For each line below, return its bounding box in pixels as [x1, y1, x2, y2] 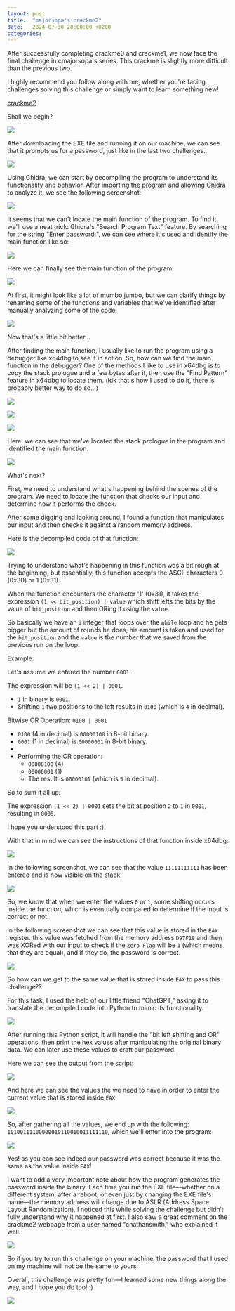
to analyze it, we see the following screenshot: [7, 188, 142, 197]
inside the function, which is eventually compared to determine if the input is [7, 905, 229, 913]
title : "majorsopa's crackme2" [7, 17, 102, 24]
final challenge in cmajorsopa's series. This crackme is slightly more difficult [7, 57, 228, 65]
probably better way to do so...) [7, 384, 99, 392]
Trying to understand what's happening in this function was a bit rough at [7, 561, 220, 570]
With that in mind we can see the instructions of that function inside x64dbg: [7, 837, 229, 845]
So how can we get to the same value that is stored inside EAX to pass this [7, 975, 220, 984]
